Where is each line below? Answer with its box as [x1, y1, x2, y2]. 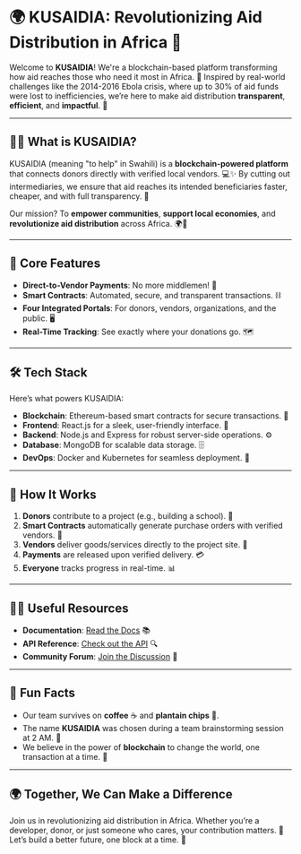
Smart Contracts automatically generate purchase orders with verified [21, 521, 284, 531]
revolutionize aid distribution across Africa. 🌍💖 [9, 218, 188, 229]
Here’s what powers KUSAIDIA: [9, 393, 124, 404]
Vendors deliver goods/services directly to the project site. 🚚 [21, 539, 248, 550]
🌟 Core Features [9, 256, 101, 272]
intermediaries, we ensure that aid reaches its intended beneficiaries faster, [9, 181, 288, 192]
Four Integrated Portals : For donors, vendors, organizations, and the [21, 302, 277, 314]
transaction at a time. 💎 [21, 751, 108, 762]
